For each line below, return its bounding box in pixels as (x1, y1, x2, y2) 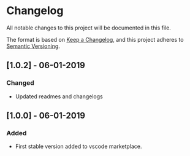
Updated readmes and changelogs (15, 93, 103, 100)
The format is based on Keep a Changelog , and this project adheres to (6, 36, 184, 43)
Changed (6, 79, 35, 87)
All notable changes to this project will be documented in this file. (6, 24, 172, 31)
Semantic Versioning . (6, 42, 60, 50)
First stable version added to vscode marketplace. (15, 142, 142, 150)
